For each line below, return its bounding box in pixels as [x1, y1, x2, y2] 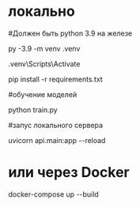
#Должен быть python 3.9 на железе [8, 28, 133, 38]
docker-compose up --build [8, 189, 99, 199]
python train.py [8, 105, 58, 115]
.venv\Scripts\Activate [8, 58, 81, 69]
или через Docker [8, 164, 130, 182]
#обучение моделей [8, 89, 78, 99]
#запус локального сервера [8, 120, 104, 130]
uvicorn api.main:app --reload [8, 135, 106, 145]
